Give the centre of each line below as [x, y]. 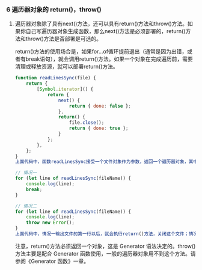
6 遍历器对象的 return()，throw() [54, 9]
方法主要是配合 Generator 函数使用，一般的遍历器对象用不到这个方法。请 [105, 253]
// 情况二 [26, 206]
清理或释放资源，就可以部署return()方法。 [66, 67]
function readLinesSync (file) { [55, 78]
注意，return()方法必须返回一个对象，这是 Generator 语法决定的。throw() [105, 246]
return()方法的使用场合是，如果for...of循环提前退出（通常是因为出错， [101, 52]
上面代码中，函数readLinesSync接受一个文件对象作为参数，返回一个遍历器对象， [102, 162]
